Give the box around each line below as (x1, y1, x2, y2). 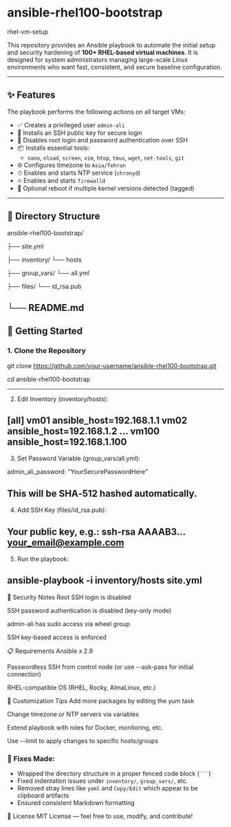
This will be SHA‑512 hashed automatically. (7, 487, 197, 500)
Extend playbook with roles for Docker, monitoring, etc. (7, 723, 164, 731)
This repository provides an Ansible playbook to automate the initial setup (7, 41, 216, 49)
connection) (7, 669, 41, 678)
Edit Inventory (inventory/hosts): (16, 394, 109, 403)
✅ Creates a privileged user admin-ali (16, 120, 125, 129)
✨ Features (7, 89, 56, 101)
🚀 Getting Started (7, 325, 83, 337)
